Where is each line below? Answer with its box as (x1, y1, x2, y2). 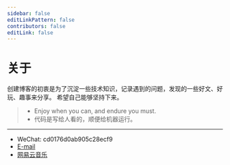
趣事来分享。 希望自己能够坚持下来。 (18, 93, 123, 101)
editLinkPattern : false (7, 16, 75, 23)
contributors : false (7, 23, 66, 29)
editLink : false (7, 29, 53, 36)
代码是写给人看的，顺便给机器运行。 (34, 115, 137, 123)
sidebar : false (7, 10, 51, 17)
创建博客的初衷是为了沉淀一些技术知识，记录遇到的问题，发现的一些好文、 (7, 85, 217, 93)
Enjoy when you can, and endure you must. (34, 107, 156, 115)
